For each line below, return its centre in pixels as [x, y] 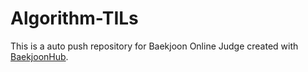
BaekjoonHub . [39, 56]
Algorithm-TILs [74, 18]
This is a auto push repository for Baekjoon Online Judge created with [154, 46]
